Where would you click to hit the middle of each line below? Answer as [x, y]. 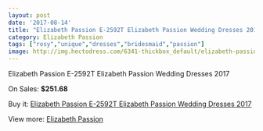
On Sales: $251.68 [38, 89]
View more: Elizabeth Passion [56, 119]
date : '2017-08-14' [40, 23]
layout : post [29, 15]
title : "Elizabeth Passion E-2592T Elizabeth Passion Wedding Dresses [126, 30]
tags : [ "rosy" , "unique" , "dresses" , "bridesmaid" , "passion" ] [106, 44]
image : [19, 51]
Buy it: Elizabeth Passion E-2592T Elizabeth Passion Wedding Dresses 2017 [130, 104]
